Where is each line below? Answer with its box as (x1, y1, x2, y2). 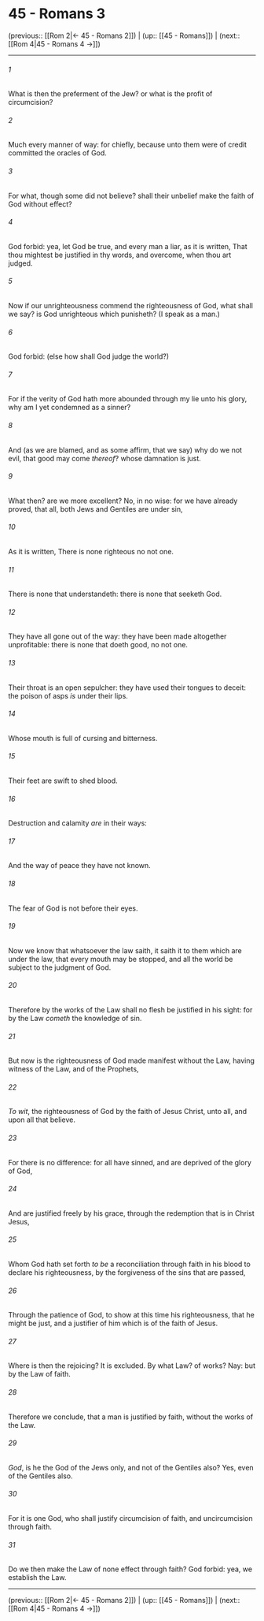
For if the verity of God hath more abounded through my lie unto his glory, (8, 394, 247, 404)
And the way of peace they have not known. (8, 861, 151, 870)
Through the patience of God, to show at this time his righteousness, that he (8, 1310, 255, 1320)
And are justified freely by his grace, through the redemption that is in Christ (8, 1208, 255, 1218)
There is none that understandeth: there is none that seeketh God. (8, 589, 222, 599)
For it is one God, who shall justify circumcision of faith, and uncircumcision (8, 1514, 253, 1523)
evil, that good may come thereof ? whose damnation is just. (8, 453, 202, 463)
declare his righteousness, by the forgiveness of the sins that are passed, (8, 1268, 246, 1277)
